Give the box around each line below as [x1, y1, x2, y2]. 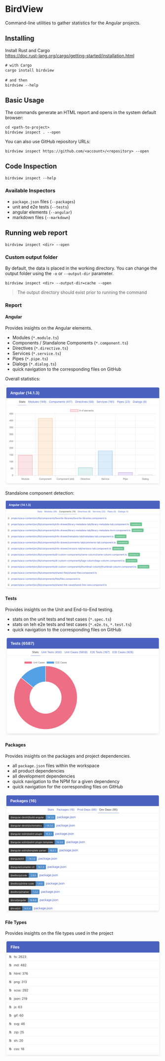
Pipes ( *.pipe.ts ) [12, 355, 48, 361]
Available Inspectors [5, 187, 56, 194]
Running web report [5, 229, 68, 237]
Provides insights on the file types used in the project [5, 930, 114, 936]
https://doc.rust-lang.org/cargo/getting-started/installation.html [5, 53, 135, 58]
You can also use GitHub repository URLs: [5, 138, 90, 144]
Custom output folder [5, 254, 58, 261]
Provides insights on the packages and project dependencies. [5, 753, 131, 759]
